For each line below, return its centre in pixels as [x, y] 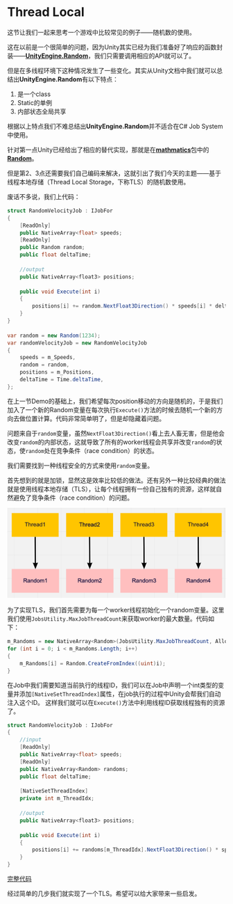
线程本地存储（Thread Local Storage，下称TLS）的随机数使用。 [98, 182]
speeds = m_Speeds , [48, 358]
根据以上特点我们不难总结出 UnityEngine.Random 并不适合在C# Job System [115, 126]
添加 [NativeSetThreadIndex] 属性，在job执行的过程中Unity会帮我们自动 [120, 694]
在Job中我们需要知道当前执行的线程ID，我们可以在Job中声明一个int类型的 [113, 685]
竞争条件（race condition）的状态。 [107, 450]
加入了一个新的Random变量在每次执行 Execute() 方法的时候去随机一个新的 [112, 410]
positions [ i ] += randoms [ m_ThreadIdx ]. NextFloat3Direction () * [125, 850]
